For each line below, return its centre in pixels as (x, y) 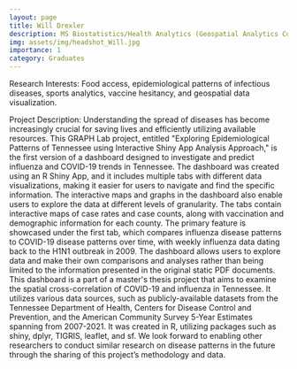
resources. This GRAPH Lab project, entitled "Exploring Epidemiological (139, 138)
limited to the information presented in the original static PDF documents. (142, 270)
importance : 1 (35, 50)
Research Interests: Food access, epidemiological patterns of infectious (140, 84)
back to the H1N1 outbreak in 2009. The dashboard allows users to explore (145, 251)
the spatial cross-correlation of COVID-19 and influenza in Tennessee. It (140, 289)
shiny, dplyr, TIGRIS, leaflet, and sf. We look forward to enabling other (136, 336)
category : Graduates (47, 58)
